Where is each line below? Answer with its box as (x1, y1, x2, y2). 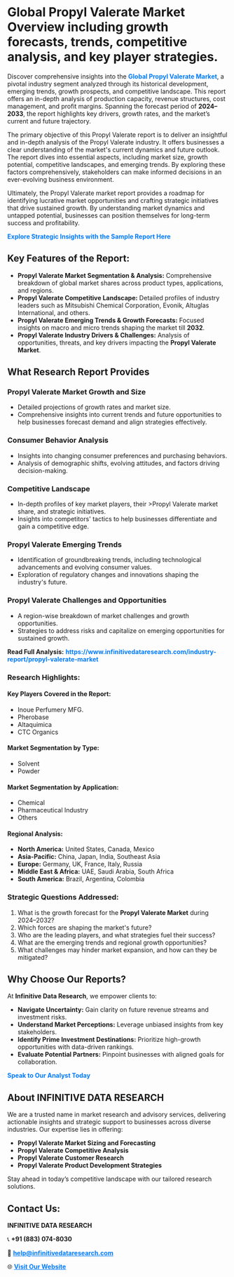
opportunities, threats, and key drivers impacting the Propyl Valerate (17, 338, 216, 347)
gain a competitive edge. (17, 522, 90, 530)
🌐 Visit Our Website (7, 1262, 67, 1271)
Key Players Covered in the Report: (7, 690, 111, 698)
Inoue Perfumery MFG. (17, 705, 84, 714)
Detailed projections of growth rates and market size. (17, 403, 171, 411)
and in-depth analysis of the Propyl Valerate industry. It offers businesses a (7, 138, 225, 146)
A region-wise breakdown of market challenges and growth (17, 611, 189, 620)
